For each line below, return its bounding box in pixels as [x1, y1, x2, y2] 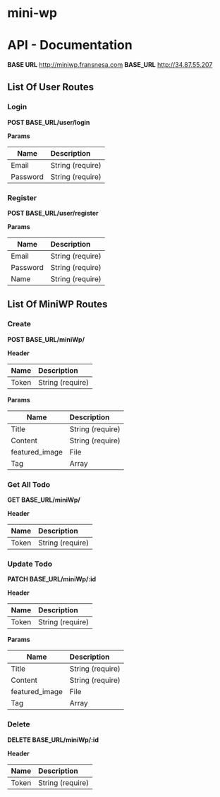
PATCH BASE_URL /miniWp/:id [7, 575, 97, 583]
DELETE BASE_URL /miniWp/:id [7, 735, 99, 744]
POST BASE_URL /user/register [7, 209, 99, 218]
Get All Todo [7, 479, 51, 489]
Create [7, 319, 32, 329]
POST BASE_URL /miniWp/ [7, 335, 85, 343]
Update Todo [7, 559, 53, 569]
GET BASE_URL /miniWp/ [7, 495, 81, 505]
